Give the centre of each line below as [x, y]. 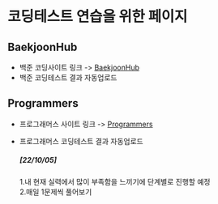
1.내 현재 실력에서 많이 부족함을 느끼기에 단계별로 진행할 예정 [115, 181]
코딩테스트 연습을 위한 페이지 [98, 17]
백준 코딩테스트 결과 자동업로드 [68, 77]
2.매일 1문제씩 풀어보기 [56, 192]
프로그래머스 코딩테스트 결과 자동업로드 [81, 141]
